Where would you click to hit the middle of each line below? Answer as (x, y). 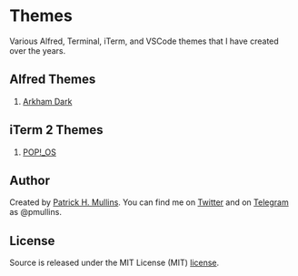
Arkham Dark (47, 101)
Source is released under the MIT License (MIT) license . (114, 263)
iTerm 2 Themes (56, 130)
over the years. (38, 50)
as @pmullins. (35, 212)
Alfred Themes (53, 80)
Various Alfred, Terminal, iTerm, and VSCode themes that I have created (144, 41)
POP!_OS (39, 152)
